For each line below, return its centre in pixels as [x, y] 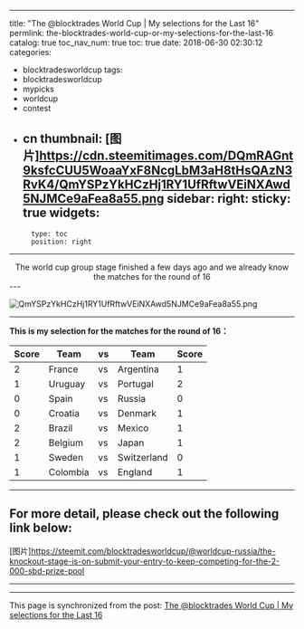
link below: [41, 528]
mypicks [38, 89]
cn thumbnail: [62, 139]
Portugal [135, 384]
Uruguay [67, 384]
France [63, 369]
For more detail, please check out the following [144, 514]
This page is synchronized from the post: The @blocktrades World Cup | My [152, 605]
